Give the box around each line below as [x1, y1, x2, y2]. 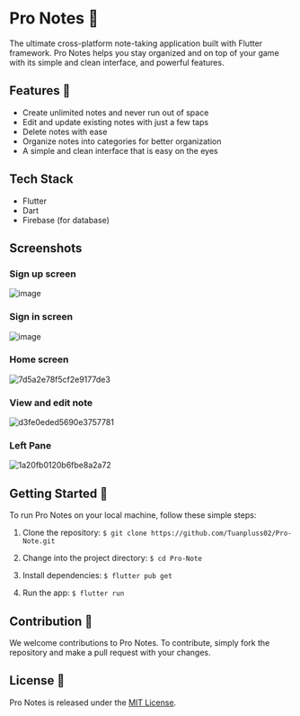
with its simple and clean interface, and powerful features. [9, 57, 225, 68]
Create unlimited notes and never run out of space [22, 107, 209, 118]
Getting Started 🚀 [9, 485, 109, 501]
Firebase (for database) [22, 214, 110, 225]
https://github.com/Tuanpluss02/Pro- [151, 529, 292, 539]
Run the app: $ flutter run [22, 587, 125, 598]
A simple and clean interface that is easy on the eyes [22, 145, 218, 156]
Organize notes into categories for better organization [22, 135, 222, 147]
